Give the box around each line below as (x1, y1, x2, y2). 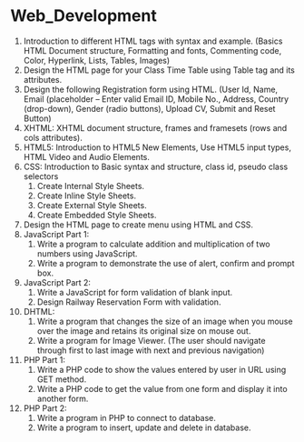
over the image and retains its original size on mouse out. (36, 325, 251, 337)
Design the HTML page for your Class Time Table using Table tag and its (23, 65, 296, 75)
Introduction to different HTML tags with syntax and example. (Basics (23, 35, 283, 46)
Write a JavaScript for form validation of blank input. (36, 286, 233, 297)
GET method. (36, 374, 87, 385)
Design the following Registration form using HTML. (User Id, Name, (23, 84, 279, 95)
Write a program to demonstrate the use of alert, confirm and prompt (36, 257, 295, 268)
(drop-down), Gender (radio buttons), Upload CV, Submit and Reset (23, 103, 276, 114)
